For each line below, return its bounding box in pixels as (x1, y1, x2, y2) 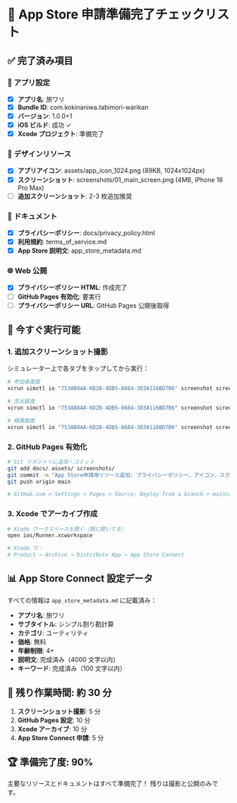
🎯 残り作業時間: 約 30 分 (7, 687, 112, 699)
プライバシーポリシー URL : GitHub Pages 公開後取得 (17, 301, 169, 309)
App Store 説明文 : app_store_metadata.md (17, 246, 142, 255)
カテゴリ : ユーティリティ (17, 628, 90, 637)
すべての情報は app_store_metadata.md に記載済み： (7, 596, 157, 604)
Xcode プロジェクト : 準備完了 (17, 130, 104, 138)
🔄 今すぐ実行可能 (7, 324, 81, 336)
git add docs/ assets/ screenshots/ (7, 465, 115, 472)
